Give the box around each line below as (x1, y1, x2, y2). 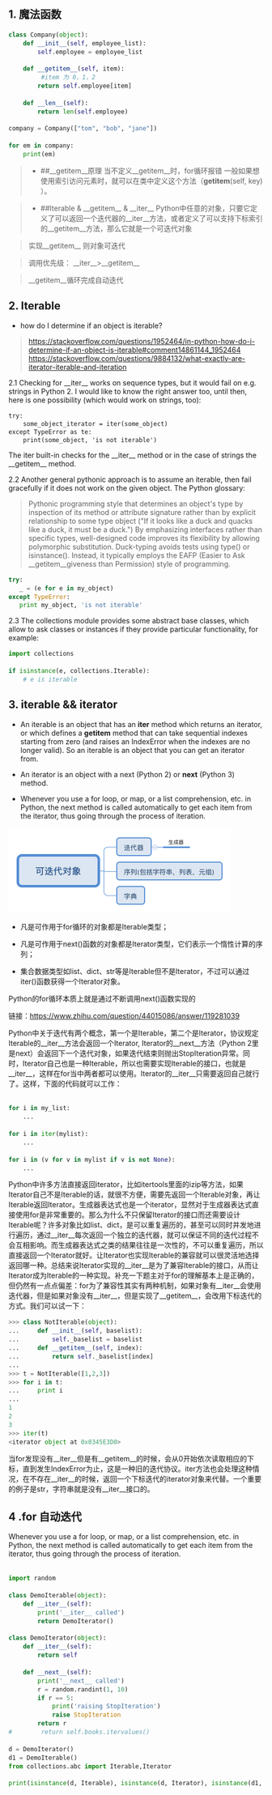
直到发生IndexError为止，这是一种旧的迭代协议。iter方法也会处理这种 (22, 1464, 253, 1474)
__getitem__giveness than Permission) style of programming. (28, 559, 231, 568)
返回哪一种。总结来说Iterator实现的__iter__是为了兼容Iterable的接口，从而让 (8, 1261, 259, 1270)
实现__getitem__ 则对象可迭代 (28, 240, 125, 250)
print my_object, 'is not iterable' (19, 602, 143, 610)
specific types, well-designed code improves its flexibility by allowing (28, 533, 261, 542)
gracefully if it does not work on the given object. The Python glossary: (8, 483, 245, 492)
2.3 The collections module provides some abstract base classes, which (8, 616, 249, 626)
